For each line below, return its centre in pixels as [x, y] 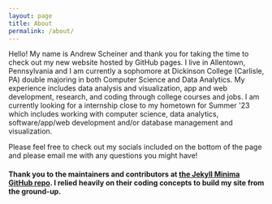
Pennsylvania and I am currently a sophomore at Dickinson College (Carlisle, [136, 71]
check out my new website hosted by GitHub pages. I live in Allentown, [127, 62]
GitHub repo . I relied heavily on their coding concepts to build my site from [136, 182]
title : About [30, 23]
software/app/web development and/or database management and [121, 123]
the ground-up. [35, 191]
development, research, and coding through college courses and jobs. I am [134, 97]
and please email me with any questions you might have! [103, 155]
